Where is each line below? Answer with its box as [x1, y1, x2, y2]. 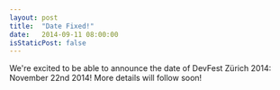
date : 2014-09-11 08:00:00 [9, 30, 119, 39]
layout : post [9, 13, 59, 22]
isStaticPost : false [9, 38, 87, 48]
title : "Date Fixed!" [9, 22, 95, 31]
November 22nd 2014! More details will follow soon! [9, 73, 203, 84]
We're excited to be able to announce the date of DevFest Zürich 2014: [9, 63, 272, 74]
